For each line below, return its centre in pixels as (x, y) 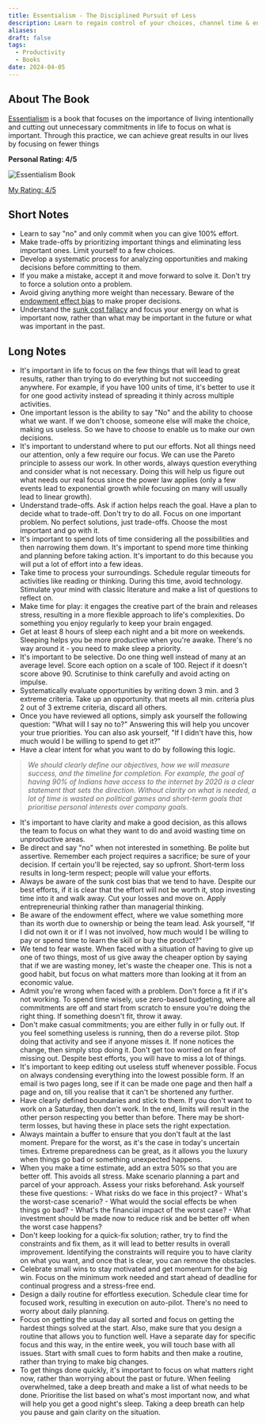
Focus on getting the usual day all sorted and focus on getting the (127, 1320)
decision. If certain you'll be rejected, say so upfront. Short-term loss (132, 864)
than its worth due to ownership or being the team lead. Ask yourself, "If (137, 924)
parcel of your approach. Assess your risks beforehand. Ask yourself (132, 1185)
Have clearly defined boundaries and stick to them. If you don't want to (135, 1101)
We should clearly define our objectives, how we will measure (129, 765)
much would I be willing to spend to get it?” (90, 741)
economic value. (47, 983)
